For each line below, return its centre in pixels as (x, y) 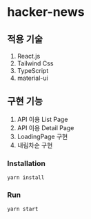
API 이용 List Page (42, 119)
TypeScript (33, 71)
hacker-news (46, 12)
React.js (29, 56)
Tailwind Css (35, 63)
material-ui (32, 78)
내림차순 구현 (35, 145)
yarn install (26, 178)
